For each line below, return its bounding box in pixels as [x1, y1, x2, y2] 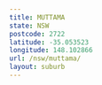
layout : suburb [9, 63, 66, 72]
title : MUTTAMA [9, 12, 66, 22]
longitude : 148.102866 [9, 46, 93, 55]
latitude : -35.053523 [9, 37, 90, 47]
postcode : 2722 [9, 29, 66, 38]
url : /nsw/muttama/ [9, 54, 82, 63]
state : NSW [9, 21, 50, 30]
